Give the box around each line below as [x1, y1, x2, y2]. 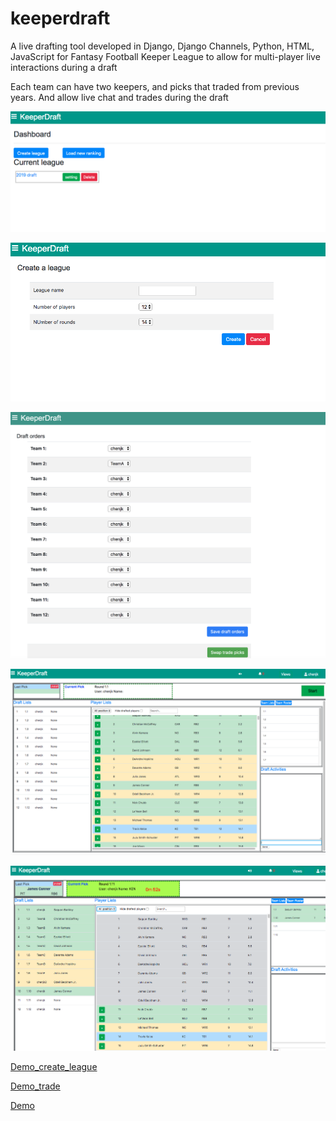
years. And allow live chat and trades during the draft [10, 91, 229, 103]
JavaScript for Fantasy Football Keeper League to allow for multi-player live [10, 50, 321, 62]
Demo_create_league [10, 1060, 98, 1072]
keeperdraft [10, 7, 111, 30]
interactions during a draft [10, 61, 118, 73]
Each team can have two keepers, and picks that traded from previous [10, 80, 300, 92]
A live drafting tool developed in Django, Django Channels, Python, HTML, [10, 40, 315, 52]
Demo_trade [10, 1080, 61, 1092]
